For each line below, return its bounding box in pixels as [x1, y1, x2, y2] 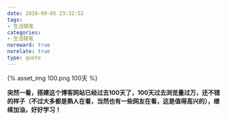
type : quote [7, 55, 41, 61]
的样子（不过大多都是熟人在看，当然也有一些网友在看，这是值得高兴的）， [7, 97, 214, 105]
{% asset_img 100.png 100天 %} [7, 74, 98, 82]
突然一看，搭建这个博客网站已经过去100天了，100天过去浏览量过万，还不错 [7, 88, 220, 96]
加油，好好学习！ [12, 105, 62, 113]
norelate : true [7, 48, 51, 55]
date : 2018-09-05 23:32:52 [7, 10, 84, 17]
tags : [7, 16, 23, 23]
